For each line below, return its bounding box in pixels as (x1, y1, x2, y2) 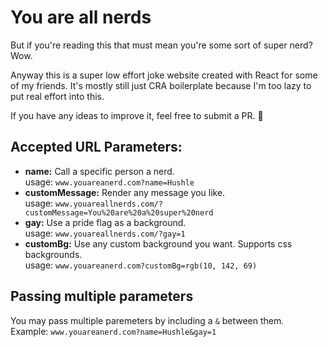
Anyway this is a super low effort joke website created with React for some (10, 69, 318, 81)
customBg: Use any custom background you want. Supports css (24, 237, 293, 250)
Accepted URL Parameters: (10, 139, 183, 156)
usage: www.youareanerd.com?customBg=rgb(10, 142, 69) (24, 259, 258, 271)
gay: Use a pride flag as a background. (24, 216, 187, 228)
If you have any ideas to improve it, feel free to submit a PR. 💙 (10, 109, 264, 121)
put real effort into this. (10, 90, 105, 102)
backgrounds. (24, 248, 83, 260)
